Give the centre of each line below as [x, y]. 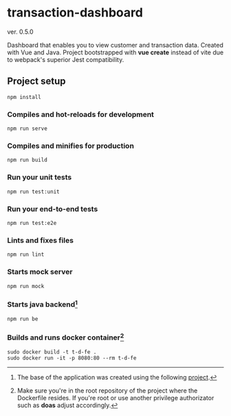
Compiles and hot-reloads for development [81, 114]
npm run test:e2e [32, 223]
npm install [24, 97]
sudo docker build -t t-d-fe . [52, 352]
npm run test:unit [33, 191]
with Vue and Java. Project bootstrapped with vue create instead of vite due [115, 52]
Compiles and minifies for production [70, 146]
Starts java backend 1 [42, 304]
